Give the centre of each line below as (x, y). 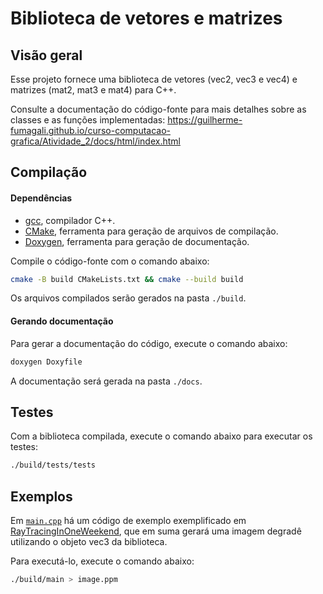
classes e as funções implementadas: (88, 120)
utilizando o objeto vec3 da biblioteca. (89, 542)
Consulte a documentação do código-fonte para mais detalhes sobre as (158, 109)
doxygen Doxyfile (46, 362)
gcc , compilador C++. (70, 220)
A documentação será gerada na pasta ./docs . (106, 381)
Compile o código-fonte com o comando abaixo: (110, 261)
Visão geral (46, 55)
